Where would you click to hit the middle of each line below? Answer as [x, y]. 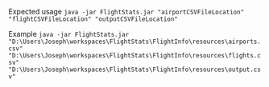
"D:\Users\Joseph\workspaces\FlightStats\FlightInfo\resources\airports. [135, 42]
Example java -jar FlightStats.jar [69, 34]
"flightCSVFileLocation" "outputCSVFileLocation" [93, 19]
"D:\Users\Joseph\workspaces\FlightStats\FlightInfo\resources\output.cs [135, 69]
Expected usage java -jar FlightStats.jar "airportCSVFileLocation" [126, 12]
